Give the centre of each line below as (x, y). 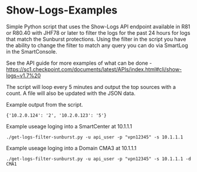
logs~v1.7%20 (24, 75)
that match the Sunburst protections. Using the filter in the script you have (96, 39)
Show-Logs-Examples (62, 10)
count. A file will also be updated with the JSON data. (71, 93)
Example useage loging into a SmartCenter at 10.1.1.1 (69, 126)
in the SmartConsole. (32, 51)
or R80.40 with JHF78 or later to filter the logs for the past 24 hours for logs (98, 32)
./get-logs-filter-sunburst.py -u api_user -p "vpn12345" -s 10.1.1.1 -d (99, 159)
